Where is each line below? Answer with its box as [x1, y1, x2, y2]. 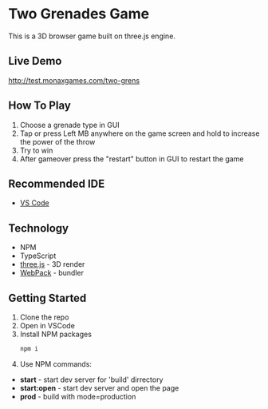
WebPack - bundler [19, 268, 84, 278]
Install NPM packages [19, 329, 92, 339]
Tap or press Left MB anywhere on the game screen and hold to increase [19, 129, 260, 138]
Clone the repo [19, 312, 69, 322]
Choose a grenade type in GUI [19, 120, 120, 129]
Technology [8, 221, 69, 235]
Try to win [19, 145, 53, 155]
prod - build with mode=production [19, 391, 136, 401]
